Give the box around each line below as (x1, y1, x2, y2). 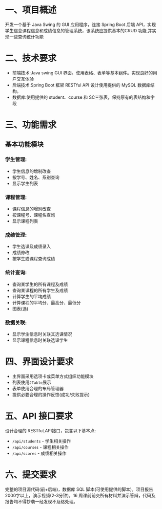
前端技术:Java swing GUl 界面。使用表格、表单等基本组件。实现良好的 (12, 69, 153, 76)
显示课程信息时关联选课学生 (12, 337, 68, 343)
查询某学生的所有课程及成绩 (12, 281, 68, 287)
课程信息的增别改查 (12, 206, 51, 212)
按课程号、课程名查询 (12, 212, 55, 218)
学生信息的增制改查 (12, 168, 51, 174)
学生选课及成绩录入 (12, 243, 51, 249)
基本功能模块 (5, 140, 44, 149)
